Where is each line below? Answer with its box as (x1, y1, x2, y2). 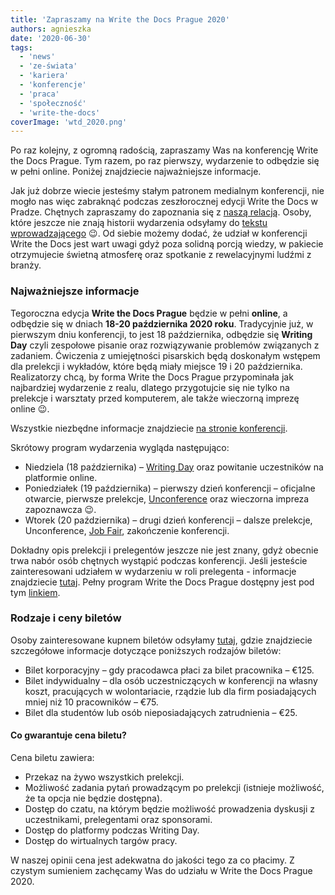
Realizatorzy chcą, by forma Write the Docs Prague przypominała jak (10, 371, 294, 383)
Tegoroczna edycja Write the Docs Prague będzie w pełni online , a (10, 307, 288, 319)
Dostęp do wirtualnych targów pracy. (24, 835, 178, 847)
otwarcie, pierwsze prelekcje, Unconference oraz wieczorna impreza (24, 492, 310, 505)
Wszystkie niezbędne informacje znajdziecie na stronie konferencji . (10, 422, 288, 434)
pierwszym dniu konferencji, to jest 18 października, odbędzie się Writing (10, 328, 313, 340)
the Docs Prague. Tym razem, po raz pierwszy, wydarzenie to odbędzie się (10, 155, 320, 167)
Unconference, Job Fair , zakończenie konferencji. (24, 524, 230, 536)
